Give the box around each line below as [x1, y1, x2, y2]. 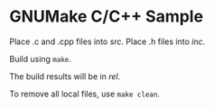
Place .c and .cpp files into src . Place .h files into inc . [9, 36, 206, 47]
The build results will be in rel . [9, 70, 121, 82]
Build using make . [9, 53, 72, 64]
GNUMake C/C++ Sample [9, 6, 204, 27]
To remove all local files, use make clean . [9, 88, 161, 99]
